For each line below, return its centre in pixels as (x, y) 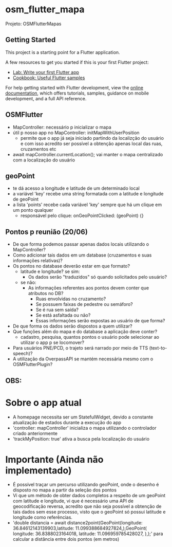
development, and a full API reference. (46, 98)
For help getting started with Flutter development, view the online (74, 87)
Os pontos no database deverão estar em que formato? (71, 266)
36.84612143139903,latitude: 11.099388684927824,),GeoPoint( (80, 528)
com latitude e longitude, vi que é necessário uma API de (73, 501)
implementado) (39, 470)
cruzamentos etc (38, 149)
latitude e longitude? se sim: (50, 271)
